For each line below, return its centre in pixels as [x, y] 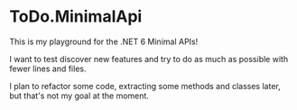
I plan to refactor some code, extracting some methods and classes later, [145, 86]
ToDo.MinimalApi [76, 17]
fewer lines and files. [48, 69]
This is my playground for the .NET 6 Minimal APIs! [104, 41]
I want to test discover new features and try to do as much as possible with [149, 59]
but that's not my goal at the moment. [79, 96]
